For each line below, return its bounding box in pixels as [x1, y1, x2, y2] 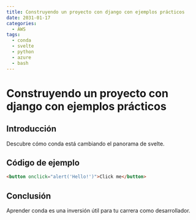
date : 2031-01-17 [6, 15, 51, 21]
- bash [12, 60, 29, 66]
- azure [12, 54, 32, 61]
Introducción [6, 123, 57, 134]
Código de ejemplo [6, 157, 80, 168]
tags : [6, 32, 20, 38]
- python [12, 49, 34, 55]
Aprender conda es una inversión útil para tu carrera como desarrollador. [6, 207, 191, 214]
